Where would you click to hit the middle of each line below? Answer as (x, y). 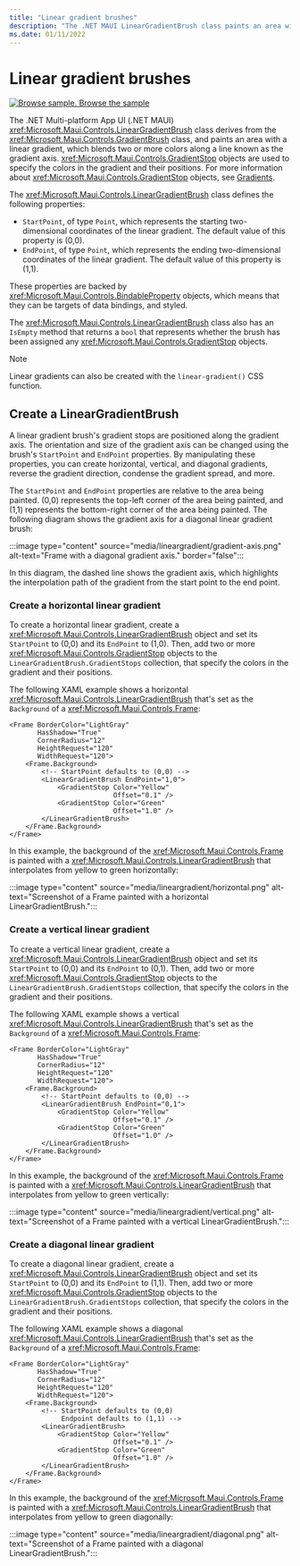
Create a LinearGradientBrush (94, 413)
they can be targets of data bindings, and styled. (99, 306)
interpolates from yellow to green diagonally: (92, 1517)
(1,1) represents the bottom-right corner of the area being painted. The (138, 509)
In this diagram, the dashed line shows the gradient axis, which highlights (144, 573)
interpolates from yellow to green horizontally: (94, 870)
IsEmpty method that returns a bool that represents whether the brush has (145, 333)
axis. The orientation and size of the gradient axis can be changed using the (149, 445)
